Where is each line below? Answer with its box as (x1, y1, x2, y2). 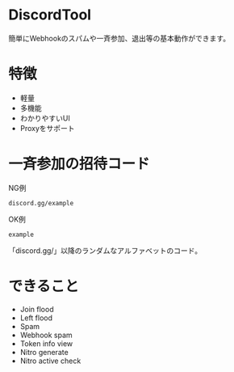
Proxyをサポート (19, 123, 75, 133)
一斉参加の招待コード (8, 155, 151, 173)
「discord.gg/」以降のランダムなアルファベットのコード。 (8, 245, 203, 256)
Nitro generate (19, 347, 69, 357)
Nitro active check (19, 356, 81, 366)
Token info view (19, 338, 73, 349)
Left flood (19, 313, 53, 323)
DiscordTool (8, 6, 91, 24)
